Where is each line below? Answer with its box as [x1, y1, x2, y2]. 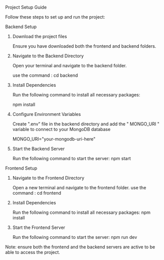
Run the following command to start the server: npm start [12, 156, 131, 161]
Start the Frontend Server [12, 224, 65, 230]
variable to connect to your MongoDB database [12, 126, 111, 132]
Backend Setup [5, 24, 37, 30]
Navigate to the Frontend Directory [12, 175, 84, 181]
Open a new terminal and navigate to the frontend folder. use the [12, 185, 146, 190]
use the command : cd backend [12, 72, 78, 78]
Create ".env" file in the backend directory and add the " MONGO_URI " [12, 121, 159, 127]
